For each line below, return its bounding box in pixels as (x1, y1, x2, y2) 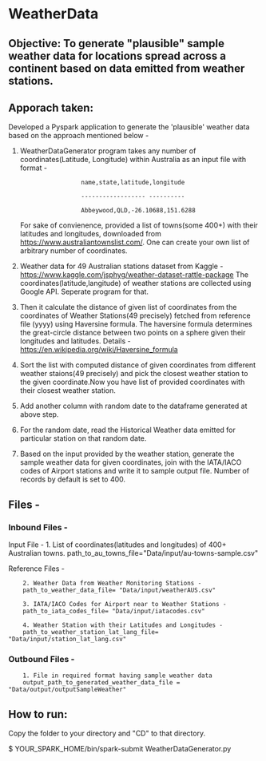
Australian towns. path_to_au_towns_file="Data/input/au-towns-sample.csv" (8, 549, 258, 558)
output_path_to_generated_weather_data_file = (22, 679, 181, 687)
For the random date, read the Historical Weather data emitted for (19, 425, 236, 435)
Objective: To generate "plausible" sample (8, 37, 225, 50)
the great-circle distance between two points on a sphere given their (19, 328, 246, 338)
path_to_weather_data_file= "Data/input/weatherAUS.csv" (22, 586, 216, 595)
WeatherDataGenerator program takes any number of (19, 146, 197, 156)
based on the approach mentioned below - (8, 131, 149, 141)
